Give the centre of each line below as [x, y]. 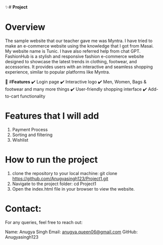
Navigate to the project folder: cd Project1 [54, 184]
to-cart [12, 96]
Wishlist [20, 140]
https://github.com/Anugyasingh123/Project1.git [60, 178]
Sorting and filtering [32, 135]
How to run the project [51, 160]
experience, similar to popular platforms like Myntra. [58, 72]
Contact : [23, 209]
